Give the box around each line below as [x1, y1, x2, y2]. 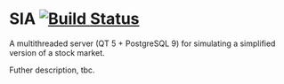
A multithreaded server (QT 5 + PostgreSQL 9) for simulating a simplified [9, 38, 276, 49]
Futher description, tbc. [9, 65, 95, 75]
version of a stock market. [9, 47, 105, 57]
